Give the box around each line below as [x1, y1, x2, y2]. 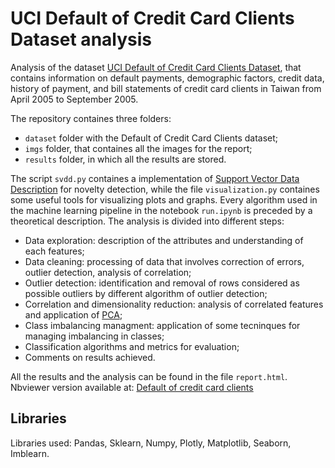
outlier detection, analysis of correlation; [24, 266, 192, 278]
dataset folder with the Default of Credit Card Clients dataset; [24, 132, 279, 144]
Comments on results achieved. [24, 351, 156, 363]
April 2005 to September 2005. [10, 93, 139, 105]
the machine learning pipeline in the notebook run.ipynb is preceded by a [10, 204, 313, 216]
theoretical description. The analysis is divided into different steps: [10, 215, 285, 227]
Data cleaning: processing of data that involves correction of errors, [24, 255, 305, 267]
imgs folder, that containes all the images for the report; [24, 142, 253, 154]
